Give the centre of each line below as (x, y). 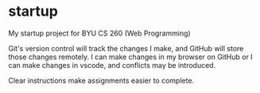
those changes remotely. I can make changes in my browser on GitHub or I (130, 57)
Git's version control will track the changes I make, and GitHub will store (126, 48)
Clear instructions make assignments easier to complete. (101, 80)
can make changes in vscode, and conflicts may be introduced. (112, 65)
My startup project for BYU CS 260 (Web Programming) (99, 33)
